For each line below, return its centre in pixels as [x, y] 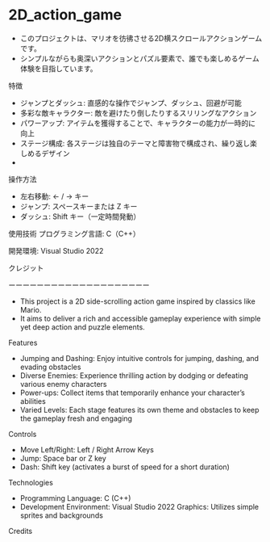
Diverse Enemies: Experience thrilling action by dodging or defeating [134, 375]
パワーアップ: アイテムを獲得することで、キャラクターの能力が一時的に [138, 123]
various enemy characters [63, 384]
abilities [33, 401]
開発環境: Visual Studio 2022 [56, 250]
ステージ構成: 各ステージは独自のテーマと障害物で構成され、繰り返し [135, 143]
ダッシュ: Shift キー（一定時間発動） [80, 216]
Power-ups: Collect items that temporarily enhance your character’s [133, 393]
